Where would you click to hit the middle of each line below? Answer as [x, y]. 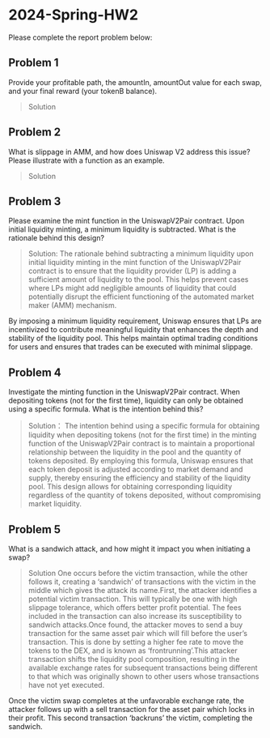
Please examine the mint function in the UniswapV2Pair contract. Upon [127, 221]
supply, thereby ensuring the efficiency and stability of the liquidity [139, 478]
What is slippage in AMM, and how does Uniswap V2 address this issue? [129, 151]
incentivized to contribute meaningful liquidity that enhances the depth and [133, 330]
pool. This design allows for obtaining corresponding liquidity [130, 487]
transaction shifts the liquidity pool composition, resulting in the [134, 659]
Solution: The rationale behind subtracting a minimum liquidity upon [141, 254]
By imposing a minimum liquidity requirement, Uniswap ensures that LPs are [135, 321]
